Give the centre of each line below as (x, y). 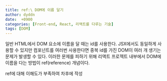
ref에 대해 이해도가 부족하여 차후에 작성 (44, 73)
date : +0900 (19, 19)
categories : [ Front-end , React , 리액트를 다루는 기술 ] (59, 24)
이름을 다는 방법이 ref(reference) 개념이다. (48, 63)
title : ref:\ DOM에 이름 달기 (34, 10)
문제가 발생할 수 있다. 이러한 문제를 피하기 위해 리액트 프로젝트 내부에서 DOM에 (83, 57)
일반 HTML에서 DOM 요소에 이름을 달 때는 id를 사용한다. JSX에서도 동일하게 (81, 44)
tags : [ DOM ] (18, 29)
